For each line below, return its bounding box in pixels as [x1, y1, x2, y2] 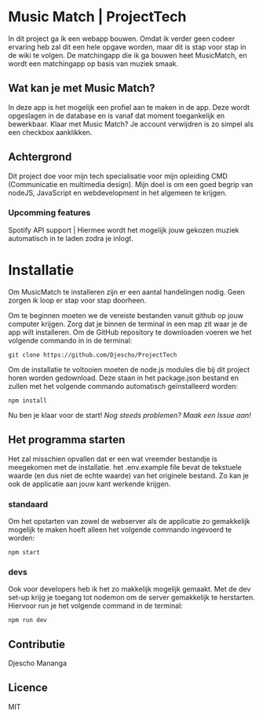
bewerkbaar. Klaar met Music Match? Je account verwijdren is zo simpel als [8, 119, 254, 129]
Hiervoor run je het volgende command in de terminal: [8, 601, 183, 610]
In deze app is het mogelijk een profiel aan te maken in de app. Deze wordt [8, 102, 250, 112]
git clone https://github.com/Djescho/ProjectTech [8, 350, 177, 359]
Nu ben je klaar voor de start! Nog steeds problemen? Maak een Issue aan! [8, 410, 251, 419]
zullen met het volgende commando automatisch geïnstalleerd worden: [8, 381, 238, 390]
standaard [8, 499, 49, 510]
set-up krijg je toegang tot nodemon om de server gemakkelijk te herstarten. [8, 593, 255, 603]
